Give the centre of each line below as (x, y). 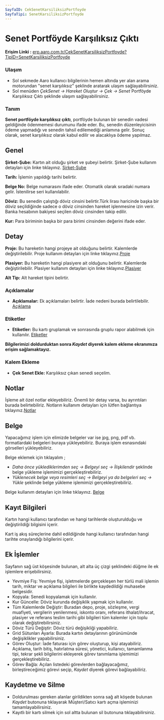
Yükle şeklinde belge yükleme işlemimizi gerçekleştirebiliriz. (72, 482)
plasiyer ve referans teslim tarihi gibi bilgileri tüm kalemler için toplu (80, 617)
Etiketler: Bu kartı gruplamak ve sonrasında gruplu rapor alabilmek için (83, 330)
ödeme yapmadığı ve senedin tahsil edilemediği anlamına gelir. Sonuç (75, 130)
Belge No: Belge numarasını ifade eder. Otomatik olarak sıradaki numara (78, 186)
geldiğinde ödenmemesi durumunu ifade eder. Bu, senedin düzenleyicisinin (81, 125)
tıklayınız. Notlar (21, 410)
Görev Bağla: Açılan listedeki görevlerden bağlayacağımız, (71, 664)
